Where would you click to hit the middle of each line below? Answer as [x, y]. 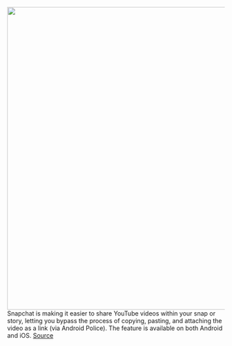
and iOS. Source [30, 335]
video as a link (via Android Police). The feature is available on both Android [115, 328]
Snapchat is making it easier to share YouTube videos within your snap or [112, 313]
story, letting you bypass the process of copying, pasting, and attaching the [115, 321]
